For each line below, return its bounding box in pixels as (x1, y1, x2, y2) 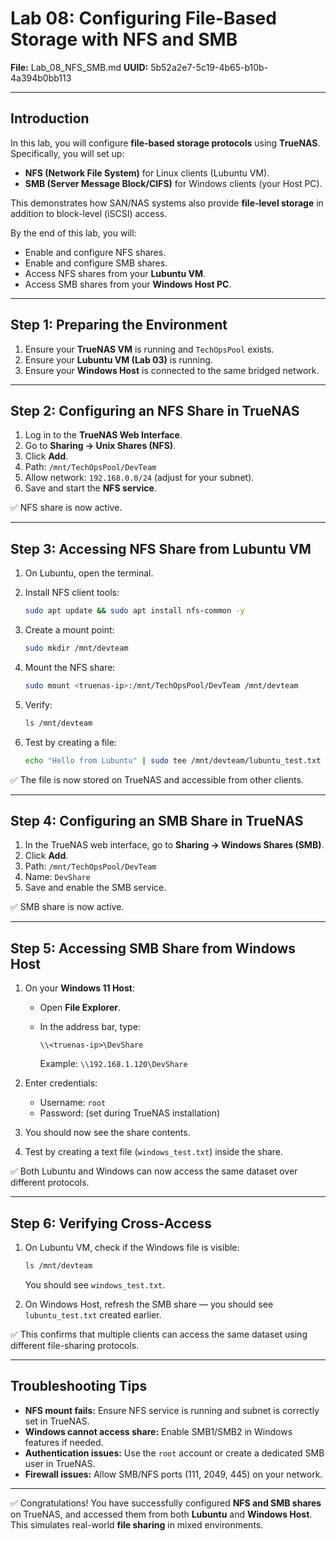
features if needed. (24, 1436, 104, 1448)
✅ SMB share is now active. (10, 901, 125, 913)
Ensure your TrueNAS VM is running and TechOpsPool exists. (24, 343, 275, 355)
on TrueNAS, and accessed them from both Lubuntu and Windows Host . (10, 1508, 313, 1520)
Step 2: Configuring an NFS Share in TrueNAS (10, 402, 300, 419)
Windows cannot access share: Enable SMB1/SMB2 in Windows (24, 1425, 293, 1437)
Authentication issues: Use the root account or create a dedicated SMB (24, 1447, 325, 1459)
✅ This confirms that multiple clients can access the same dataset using (10, 1328, 308, 1340)
